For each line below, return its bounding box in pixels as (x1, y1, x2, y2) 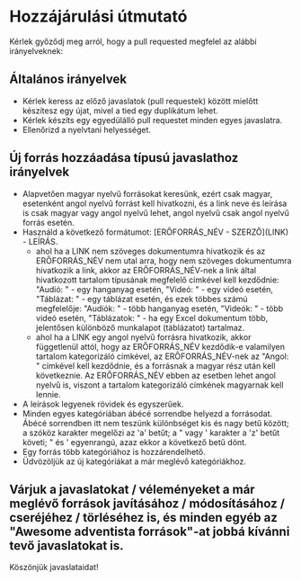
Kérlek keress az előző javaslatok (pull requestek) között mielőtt (22, 95, 259, 106)
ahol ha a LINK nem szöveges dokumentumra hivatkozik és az (35, 246, 266, 256)
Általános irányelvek (9, 72, 128, 87)
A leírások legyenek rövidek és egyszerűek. (22, 398, 184, 409)
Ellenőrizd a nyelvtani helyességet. (22, 124, 151, 135)
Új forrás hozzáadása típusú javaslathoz (9, 150, 239, 165)
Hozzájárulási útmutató (9, 6, 188, 27)
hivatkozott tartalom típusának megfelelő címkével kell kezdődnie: (35, 274, 280, 285)
